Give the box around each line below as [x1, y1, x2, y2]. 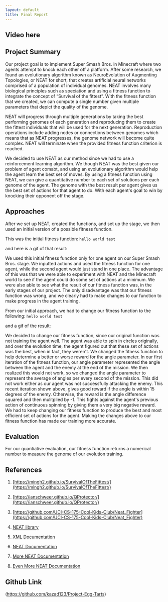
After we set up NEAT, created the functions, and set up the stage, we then [5, 221, 160, 227]
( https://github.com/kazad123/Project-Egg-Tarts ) [5, 591, 106, 597]
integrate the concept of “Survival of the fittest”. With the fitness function [5, 93, 156, 99]
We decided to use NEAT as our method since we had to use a [5, 155, 134, 161]
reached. [5, 145, 24, 151]
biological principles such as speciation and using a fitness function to [5, 87, 150, 93]
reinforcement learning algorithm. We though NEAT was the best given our [5, 160, 159, 166]
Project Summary [5, 48, 61, 56]
